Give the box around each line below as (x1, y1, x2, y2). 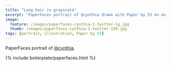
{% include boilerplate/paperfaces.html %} (5, 55, 96, 61)
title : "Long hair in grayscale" (5, 7, 77, 13)
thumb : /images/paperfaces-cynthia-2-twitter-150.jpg (10, 26, 127, 31)
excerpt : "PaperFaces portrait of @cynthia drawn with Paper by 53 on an (5, 12, 166, 17)
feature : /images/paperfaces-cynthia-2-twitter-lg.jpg (10, 21, 130, 27)
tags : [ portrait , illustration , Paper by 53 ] (5, 31, 104, 36)
